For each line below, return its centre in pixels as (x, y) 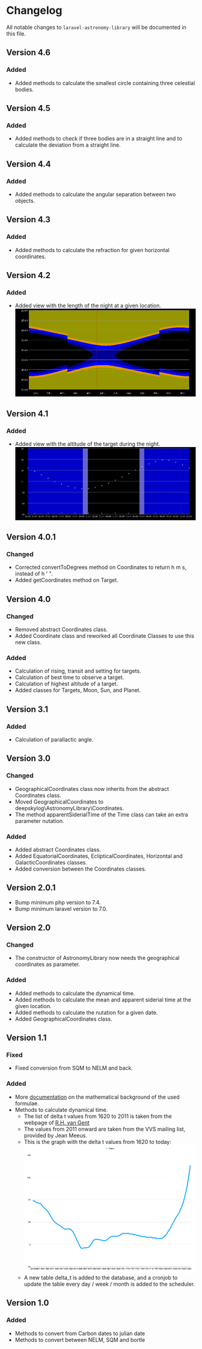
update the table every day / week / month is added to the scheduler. (109, 1284)
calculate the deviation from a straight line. (68, 145)
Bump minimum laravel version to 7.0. (61, 909)
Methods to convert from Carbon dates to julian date (80, 1333)
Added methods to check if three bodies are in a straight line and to (98, 139)
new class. (28, 642)
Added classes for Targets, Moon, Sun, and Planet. (78, 690)
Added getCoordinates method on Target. (66, 580)
